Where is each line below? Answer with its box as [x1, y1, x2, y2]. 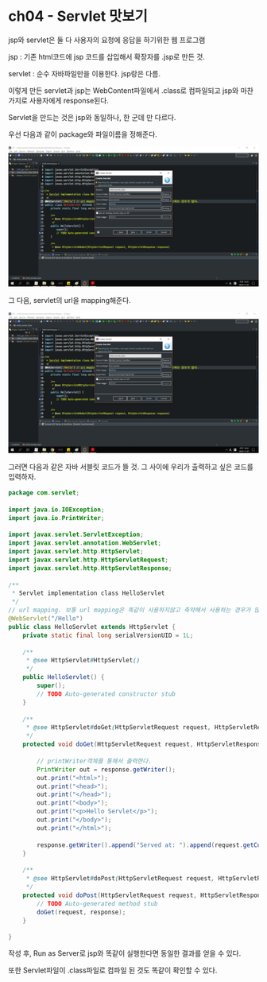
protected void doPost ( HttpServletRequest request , [22, 891, 197, 899]
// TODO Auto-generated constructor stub [37, 689, 176, 698]
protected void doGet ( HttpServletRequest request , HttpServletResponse [22, 740, 265, 748]
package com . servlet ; [8, 488, 80, 497]
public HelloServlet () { [22, 673, 105, 681]
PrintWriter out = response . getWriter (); [37, 765, 176, 774]
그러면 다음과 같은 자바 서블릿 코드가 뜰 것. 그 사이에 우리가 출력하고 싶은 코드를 [8, 462, 254, 472]
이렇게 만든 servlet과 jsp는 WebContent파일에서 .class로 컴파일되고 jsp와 [8, 85, 239, 95]
